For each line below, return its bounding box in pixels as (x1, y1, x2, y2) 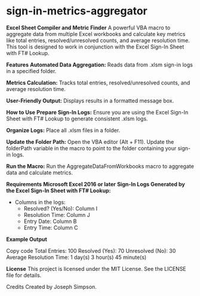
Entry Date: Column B (23, 218, 77, 225)
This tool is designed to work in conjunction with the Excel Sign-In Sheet (6, 43, 184, 50)
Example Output (6, 235, 48, 243)
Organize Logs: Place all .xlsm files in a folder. (6, 126, 121, 134)
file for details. (6, 271, 42, 279)
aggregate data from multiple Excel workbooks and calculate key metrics (6, 30, 186, 37)
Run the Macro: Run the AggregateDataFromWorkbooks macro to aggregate (6, 162, 194, 170)
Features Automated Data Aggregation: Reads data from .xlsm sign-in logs (6, 61, 193, 68)
